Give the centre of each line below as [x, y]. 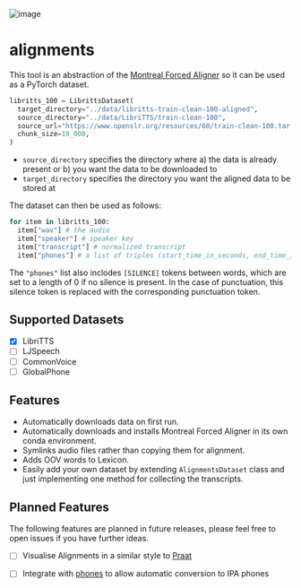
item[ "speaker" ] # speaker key [76, 238]
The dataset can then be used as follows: [86, 205]
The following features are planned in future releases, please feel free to [142, 529]
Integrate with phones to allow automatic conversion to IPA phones [146, 574]
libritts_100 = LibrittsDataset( [72, 100]
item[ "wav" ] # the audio [64, 230]
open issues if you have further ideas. [79, 539]
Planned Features [60, 507]
